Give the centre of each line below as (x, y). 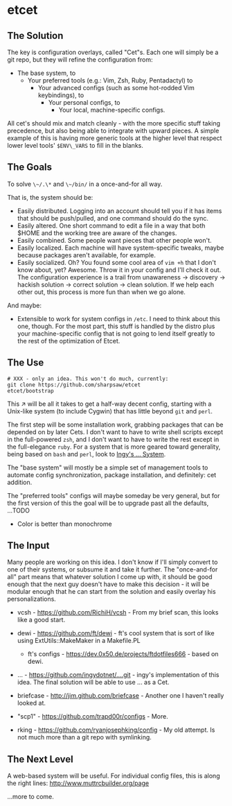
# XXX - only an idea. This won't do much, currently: (88, 379)
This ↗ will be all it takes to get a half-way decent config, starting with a (109, 404)
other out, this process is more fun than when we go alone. (101, 292)
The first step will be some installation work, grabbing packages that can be (115, 425)
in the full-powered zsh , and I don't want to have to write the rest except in (113, 439)
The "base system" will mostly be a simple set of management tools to (108, 468)
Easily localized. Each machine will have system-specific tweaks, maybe (121, 248)
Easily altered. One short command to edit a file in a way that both (111, 225)
